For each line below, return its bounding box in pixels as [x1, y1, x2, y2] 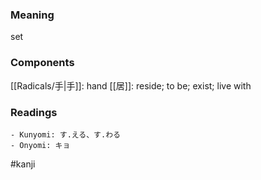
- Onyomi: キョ [10, 140, 71, 150]
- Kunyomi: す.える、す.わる [10, 129, 121, 140]
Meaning [10, 8, 55, 22]
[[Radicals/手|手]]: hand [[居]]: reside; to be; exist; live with [10, 79, 252, 92]
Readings [10, 105, 58, 119]
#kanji [10, 158, 36, 170]
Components [10, 56, 75, 70]
